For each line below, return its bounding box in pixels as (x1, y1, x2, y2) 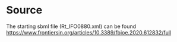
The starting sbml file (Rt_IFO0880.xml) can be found (6, 23, 137, 30)
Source (6, 3, 43, 17)
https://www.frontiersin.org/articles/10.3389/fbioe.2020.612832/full (6, 29, 171, 36)
